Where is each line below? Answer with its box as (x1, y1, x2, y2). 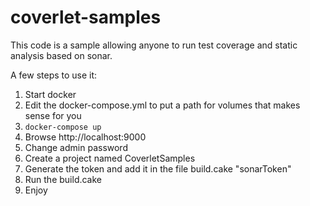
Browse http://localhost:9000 (24, 131, 147, 143)
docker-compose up (24, 122, 102, 132)
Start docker (24, 88, 77, 100)
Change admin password (24, 141, 128, 153)
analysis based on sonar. (10, 49, 113, 61)
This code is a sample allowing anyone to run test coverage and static (10, 39, 298, 51)
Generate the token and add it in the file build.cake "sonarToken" (24, 162, 292, 175)
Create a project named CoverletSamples (24, 152, 196, 164)
